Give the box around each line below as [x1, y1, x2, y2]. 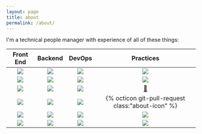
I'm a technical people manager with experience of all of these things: [6, 36, 179, 44]
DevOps [69, 54, 93, 63]
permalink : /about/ [6, 20, 55, 26]
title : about [6, 14, 39, 20]
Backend [37, 54, 63, 63]
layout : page [6, 8, 39, 15]
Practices [131, 54, 159, 63]
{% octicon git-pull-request [105, 94, 185, 102]
